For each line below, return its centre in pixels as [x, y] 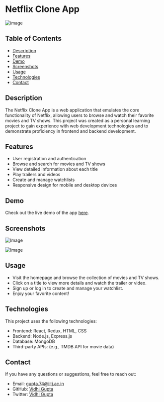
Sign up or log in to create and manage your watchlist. [68, 288]
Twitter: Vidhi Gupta [33, 395]
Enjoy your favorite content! [41, 293]
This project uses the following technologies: [51, 321]
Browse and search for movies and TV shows [59, 164]
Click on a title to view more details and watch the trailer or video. [79, 283]
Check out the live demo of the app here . [47, 213]
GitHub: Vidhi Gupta [33, 389]
